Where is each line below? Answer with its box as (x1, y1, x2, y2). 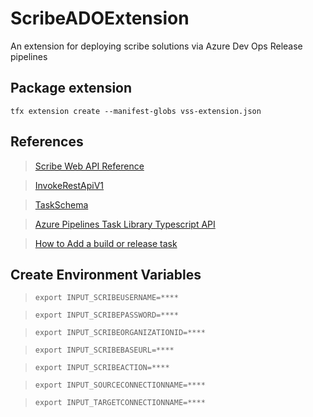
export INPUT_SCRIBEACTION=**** (34, 363, 170, 373)
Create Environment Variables (10, 266, 202, 283)
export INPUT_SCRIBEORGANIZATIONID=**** (34, 328, 206, 338)
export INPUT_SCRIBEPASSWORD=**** (34, 310, 179, 321)
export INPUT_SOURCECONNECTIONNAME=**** (34, 380, 206, 391)
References (10, 133, 84, 151)
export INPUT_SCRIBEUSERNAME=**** (34, 293, 179, 303)
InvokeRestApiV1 (34, 179, 105, 191)
